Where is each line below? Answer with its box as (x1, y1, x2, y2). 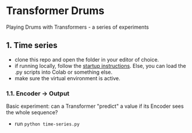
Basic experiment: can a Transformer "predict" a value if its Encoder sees (6, 103, 184, 110)
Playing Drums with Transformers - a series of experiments (6, 23, 149, 30)
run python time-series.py (14, 120, 80, 127)
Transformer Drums (6, 4, 105, 18)
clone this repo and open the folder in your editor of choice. (14, 56, 160, 63)
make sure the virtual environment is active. (14, 74, 120, 81)
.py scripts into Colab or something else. (14, 69, 113, 76)
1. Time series (6, 40, 58, 50)
